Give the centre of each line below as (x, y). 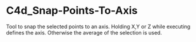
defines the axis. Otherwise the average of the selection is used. (84, 32)
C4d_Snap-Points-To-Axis (72, 11)
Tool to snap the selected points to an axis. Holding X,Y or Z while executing (98, 26)
